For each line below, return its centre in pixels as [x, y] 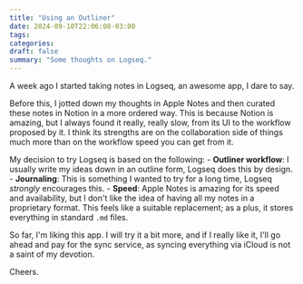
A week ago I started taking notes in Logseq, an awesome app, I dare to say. [152, 86]
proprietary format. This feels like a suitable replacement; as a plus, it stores [151, 208]
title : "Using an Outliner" [63, 18]
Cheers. [24, 272]
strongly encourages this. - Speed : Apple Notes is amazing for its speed [144, 188]
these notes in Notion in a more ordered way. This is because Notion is [142, 113]
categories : [32, 43]
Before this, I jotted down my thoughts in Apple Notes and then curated [142, 103]
